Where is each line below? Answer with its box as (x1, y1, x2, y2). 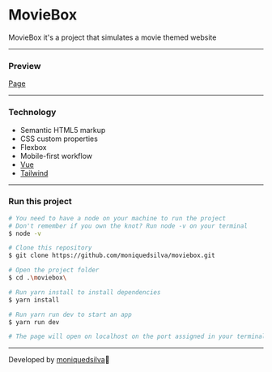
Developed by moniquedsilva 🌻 (8, 355, 110, 365)
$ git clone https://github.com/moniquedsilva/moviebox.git (8, 251, 216, 260)
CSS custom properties (19, 134, 99, 143)
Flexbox (19, 142, 47, 152)
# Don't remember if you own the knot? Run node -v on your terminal (8, 221, 249, 230)
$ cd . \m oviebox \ (8, 274, 67, 282)
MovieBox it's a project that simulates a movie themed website (8, 32, 217, 42)
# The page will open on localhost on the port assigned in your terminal (8, 332, 266, 341)
